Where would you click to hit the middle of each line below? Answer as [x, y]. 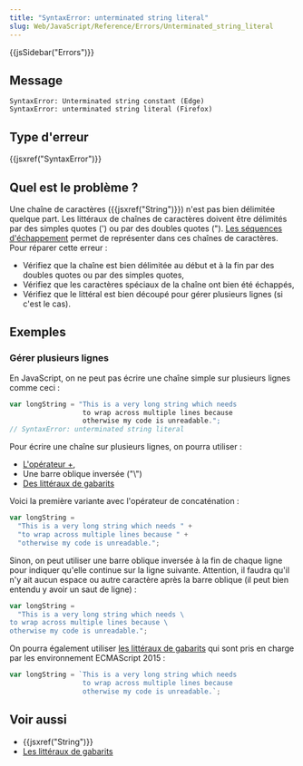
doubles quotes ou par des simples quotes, [103, 275]
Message [36, 80]
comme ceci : [35, 387]
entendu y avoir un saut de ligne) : [73, 589]
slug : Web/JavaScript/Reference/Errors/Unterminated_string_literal [142, 26]
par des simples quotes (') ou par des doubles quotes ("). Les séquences [146, 228]
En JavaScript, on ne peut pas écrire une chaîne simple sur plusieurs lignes [150, 378]
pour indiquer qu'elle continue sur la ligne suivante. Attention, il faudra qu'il [150, 570]
